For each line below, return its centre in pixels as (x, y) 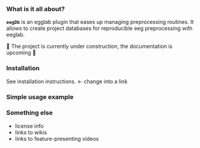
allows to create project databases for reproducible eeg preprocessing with (99, 28)
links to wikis (31, 132)
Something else (29, 113)
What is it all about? (35, 9)
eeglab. (16, 35)
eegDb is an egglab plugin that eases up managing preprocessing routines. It (100, 22)
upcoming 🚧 (21, 53)
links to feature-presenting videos (57, 138)
